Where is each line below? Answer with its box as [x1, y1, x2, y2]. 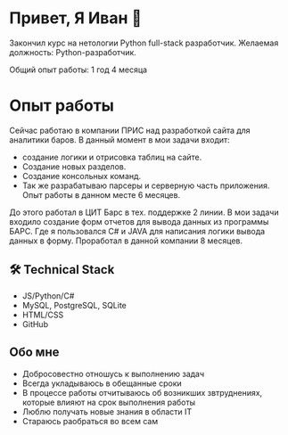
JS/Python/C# [21, 290, 75, 301]
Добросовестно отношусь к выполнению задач [21, 368, 205, 379]
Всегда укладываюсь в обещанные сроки [21, 378, 182, 389]
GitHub [21, 318, 49, 329]
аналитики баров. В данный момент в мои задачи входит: [9, 134, 230, 145]
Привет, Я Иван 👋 [9, 8, 143, 29]
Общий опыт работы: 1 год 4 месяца [9, 64, 148, 75]
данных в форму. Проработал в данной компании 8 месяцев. [9, 235, 243, 246]
